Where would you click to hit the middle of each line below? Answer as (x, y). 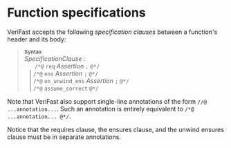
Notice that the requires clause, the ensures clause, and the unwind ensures (116, 129)
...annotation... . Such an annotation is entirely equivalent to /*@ (101, 109)
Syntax (33, 52)
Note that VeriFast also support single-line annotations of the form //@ (107, 101)
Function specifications (77, 13)
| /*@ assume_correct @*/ (64, 88)
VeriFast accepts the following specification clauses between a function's (112, 32)
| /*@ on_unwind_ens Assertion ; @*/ (79, 80)
